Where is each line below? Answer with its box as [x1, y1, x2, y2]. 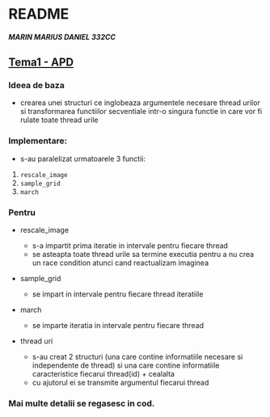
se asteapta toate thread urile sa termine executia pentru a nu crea [32, 250, 255, 259]
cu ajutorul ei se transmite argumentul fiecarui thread [32, 377, 209, 388]
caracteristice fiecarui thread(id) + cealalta [32, 369, 175, 379]
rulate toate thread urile [19, 115, 99, 125]
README [8, 5, 70, 23]
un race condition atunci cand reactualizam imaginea [32, 258, 209, 267]
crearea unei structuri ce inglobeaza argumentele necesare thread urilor [19, 98, 260, 107]
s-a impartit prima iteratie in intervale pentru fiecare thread [32, 241, 229, 251]
